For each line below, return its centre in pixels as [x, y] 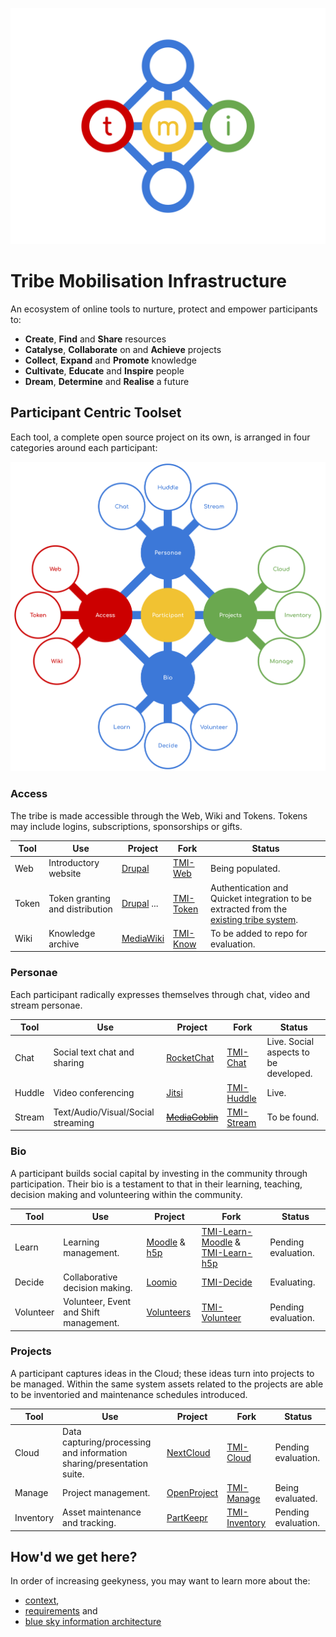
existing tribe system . [254, 919]
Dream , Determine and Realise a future [107, 381]
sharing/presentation [105, 1463]
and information [95, 1452]
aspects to [288, 1052]
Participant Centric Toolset [96, 413]
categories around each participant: [84, 447]
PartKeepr [187, 1517]
